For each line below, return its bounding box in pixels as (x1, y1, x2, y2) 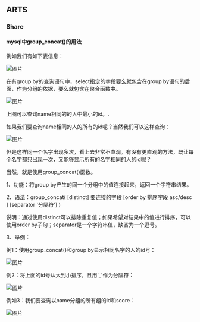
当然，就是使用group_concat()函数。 (6, 168, 96, 175)
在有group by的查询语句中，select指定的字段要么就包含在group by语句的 (6, 77, 185, 85)
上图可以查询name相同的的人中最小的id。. (6, 110, 110, 118)
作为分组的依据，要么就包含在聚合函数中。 (16, 85, 121, 92)
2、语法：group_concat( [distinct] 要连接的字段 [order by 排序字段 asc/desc (6, 193, 192, 201)
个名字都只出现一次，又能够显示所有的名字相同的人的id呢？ (6, 156, 152, 163)
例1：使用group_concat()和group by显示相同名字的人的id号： (6, 246, 156, 253)
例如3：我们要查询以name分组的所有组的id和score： (6, 296, 136, 304)
